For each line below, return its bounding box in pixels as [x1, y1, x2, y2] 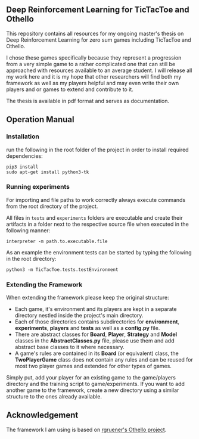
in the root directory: [6, 255, 57, 262]
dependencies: [6, 152, 43, 160]
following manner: [6, 226, 51, 234]
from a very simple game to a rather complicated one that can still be [6, 60, 176, 67]
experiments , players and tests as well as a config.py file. [14, 325, 160, 332]
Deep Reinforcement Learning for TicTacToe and [6, 5, 189, 15]
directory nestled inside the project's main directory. [14, 312, 144, 319]
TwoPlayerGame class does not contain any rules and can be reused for [14, 356, 194, 363]
